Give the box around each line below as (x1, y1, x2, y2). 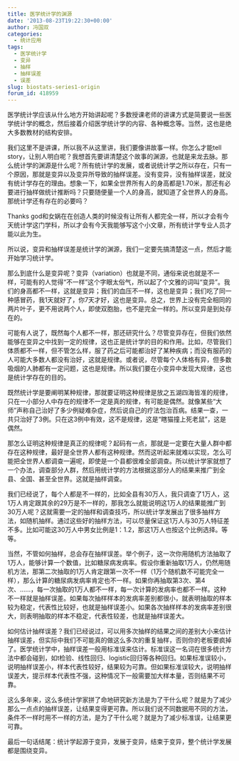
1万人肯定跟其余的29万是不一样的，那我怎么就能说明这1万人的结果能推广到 (7, 499, 226, 507)
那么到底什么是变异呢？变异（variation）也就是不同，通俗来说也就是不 (7, 269, 213, 278)
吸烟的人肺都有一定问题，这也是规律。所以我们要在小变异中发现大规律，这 (7, 364, 225, 373)
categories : (7, 30, 43, 38)
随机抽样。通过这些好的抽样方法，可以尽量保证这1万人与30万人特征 (26, 517, 224, 525)
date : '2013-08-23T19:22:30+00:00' (7, 17, 113, 24)
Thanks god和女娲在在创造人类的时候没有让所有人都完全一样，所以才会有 (7, 212, 223, 221)
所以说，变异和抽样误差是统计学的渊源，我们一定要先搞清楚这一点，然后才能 (7, 245, 232, 254)
